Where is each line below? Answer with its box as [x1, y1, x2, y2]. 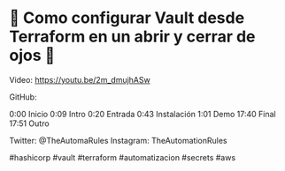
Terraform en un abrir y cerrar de [9, 26, 256, 47]
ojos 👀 [9, 46, 56, 65]
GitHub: [9, 92, 37, 102]
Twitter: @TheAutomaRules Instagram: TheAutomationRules [9, 135, 227, 145]
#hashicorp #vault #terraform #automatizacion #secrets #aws [9, 152, 236, 162]
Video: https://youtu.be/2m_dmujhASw [9, 74, 150, 85]
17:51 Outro [9, 118, 50, 129]
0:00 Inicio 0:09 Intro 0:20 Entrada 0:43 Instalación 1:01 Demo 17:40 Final [9, 108, 276, 119]
